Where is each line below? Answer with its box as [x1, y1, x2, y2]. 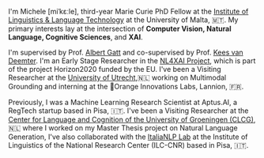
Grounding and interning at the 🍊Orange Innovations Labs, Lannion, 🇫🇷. [8, 82, 244, 91]
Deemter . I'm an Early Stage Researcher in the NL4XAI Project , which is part [8, 56, 256, 66]
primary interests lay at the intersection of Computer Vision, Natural [8, 24, 232, 33]
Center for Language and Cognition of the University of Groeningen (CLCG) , [8, 115, 256, 124]
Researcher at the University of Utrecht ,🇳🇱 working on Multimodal [8, 73, 227, 82]
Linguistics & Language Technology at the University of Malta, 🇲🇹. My [8, 15, 239, 24]
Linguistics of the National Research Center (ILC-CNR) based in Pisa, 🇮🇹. [8, 141, 249, 149]
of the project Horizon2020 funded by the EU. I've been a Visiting [8, 65, 221, 73]
